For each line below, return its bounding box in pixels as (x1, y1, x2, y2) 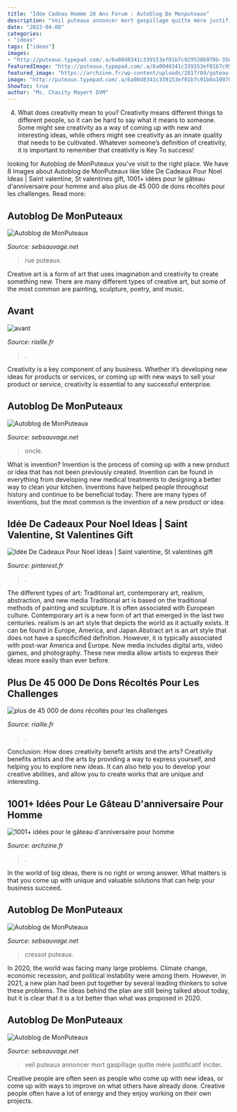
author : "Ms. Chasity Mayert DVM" (7, 89, 109, 96)
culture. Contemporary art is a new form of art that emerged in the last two (7, 611, 224, 620)
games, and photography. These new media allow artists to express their (7, 648, 219, 657)
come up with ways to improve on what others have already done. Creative (7, 1081, 226, 1090)
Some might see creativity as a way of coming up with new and (17, 123, 202, 132)
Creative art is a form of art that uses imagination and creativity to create (7, 270, 219, 278)
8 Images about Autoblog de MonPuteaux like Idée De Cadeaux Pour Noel (7, 167, 222, 176)
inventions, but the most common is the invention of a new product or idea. (7, 497, 226, 506)
